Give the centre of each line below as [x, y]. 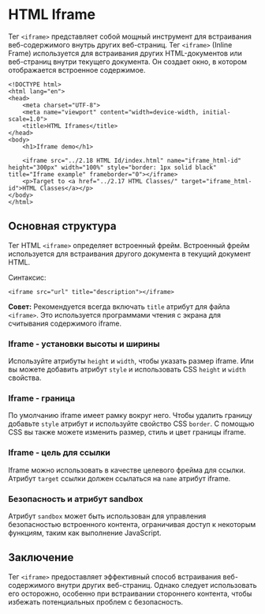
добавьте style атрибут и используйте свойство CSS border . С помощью [131, 424]
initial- [216, 112]
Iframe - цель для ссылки [59, 453]
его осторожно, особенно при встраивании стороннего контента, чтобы [130, 593]
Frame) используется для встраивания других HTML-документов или [125, 53]
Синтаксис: [27, 277]
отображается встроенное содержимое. [77, 70]
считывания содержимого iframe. [65, 323]
